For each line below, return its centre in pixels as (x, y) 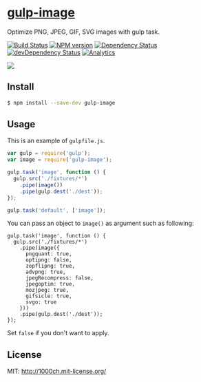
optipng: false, (49, 260)
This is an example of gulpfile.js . (56, 141)
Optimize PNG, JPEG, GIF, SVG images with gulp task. (84, 32)
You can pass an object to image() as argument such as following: (100, 223)
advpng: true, (46, 272)
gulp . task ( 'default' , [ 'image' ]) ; (57, 210)
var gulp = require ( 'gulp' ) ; (49, 153)
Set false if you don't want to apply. (58, 333)
